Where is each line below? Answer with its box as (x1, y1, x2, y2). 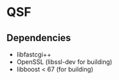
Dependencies (6, 32, 71, 44)
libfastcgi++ (16, 50, 51, 58)
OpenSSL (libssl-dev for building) (16, 58, 113, 66)
